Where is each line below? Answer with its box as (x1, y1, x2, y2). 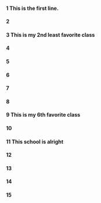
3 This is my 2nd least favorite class (6, 31, 95, 38)
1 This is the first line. (6, 5, 59, 12)
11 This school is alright (6, 138, 64, 145)
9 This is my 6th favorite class (6, 111, 81, 118)
